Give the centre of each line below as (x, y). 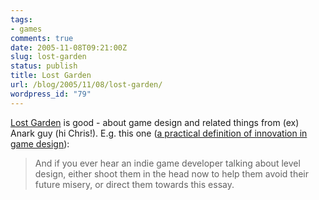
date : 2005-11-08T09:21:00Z (69, 47)
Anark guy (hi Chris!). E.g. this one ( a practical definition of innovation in (159, 133)
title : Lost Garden (51, 76)
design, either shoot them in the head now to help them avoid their (171, 173)
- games (26, 29)
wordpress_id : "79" (51, 94)
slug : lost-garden (48, 57)
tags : (21, 19)
